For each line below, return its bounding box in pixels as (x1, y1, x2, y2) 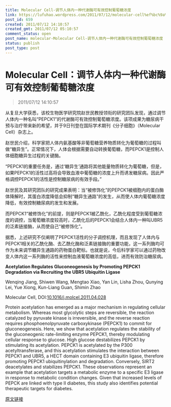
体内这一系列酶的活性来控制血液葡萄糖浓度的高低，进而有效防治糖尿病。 (14, 253, 166, 259)
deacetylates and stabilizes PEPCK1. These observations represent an (5, 364, 152, 370)
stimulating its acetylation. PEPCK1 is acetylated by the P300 (5, 342, 133, 348)
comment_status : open (5, 31, 51, 36)
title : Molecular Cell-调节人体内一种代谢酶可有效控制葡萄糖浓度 (5, 7, 131, 13)
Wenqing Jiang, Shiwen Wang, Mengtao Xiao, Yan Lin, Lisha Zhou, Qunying (5, 279, 163, 285)
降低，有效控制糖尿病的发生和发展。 (5, 200, 81, 206)
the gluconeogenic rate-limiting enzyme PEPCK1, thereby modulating (5, 331, 150, 337)
